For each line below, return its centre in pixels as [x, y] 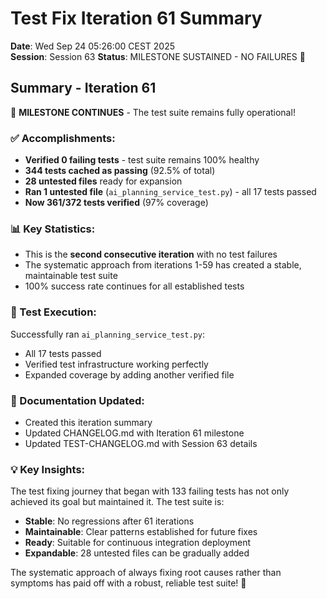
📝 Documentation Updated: [77, 400]
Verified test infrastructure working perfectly [116, 364]
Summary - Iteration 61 [83, 88]
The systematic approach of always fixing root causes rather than [146, 573]
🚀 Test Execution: [53, 312]
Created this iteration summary [88, 422]
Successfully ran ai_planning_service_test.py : [107, 334]
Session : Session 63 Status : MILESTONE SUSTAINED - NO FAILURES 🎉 [158, 56]
